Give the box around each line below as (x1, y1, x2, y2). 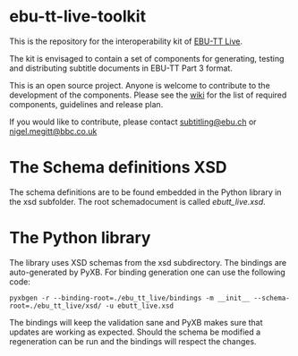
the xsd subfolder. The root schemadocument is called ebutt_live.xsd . (9, 196, 266, 207)
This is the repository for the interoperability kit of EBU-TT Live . (9, 36, 243, 47)
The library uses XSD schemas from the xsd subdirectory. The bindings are (9, 257, 287, 267)
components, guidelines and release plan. (9, 98, 164, 109)
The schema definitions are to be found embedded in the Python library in (9, 186, 282, 198)
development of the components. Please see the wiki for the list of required (9, 89, 287, 100)
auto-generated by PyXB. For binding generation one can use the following (9, 267, 286, 277)
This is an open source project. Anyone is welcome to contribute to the (9, 80, 270, 90)
